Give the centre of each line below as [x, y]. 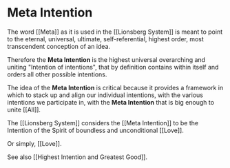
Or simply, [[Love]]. [34, 143]
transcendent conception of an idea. [59, 46]
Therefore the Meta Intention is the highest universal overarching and [106, 59]
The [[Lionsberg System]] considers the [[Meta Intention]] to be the [103, 123]
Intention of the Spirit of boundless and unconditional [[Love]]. [95, 130]
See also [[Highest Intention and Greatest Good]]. [77, 157]
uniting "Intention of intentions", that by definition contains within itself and [113, 67]
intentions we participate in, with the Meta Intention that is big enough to [111, 102]
